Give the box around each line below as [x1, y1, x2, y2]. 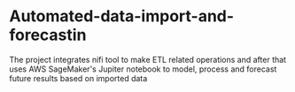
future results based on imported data [9, 73, 148, 83]
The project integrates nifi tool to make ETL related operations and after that [9, 54, 286, 65]
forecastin [9, 25, 87, 45]
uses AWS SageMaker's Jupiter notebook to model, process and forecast [9, 64, 277, 74]
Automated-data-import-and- [9, 6, 235, 27]
